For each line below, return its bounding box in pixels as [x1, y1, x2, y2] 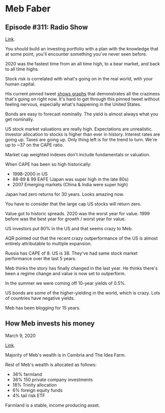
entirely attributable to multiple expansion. [5, 241, 92, 246]
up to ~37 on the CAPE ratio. [5, 142, 64, 148]
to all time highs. [5, 66, 39, 72]
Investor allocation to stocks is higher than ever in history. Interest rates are [5, 131, 160, 137]
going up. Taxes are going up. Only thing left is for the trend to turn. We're [5, 137, 157, 142]
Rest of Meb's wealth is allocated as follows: [5, 362, 96, 368]
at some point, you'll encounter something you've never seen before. [5, 51, 147, 57]
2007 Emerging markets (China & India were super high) [12, 182, 128, 187]
